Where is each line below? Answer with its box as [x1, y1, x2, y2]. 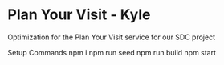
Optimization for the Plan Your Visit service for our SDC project [7, 32, 216, 42]
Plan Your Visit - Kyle [7, 6, 151, 24]
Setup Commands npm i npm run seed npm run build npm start [7, 47, 217, 57]
